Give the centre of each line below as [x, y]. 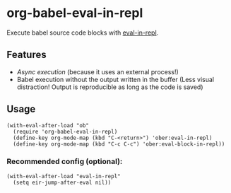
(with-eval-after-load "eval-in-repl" [64, 176]
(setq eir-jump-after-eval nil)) [62, 182]
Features [26, 55]
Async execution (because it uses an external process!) [98, 71]
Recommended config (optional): [65, 162]
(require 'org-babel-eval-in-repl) [65, 131]
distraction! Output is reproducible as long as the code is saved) [110, 87]
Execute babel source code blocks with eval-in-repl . [83, 33]
